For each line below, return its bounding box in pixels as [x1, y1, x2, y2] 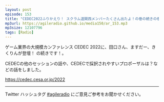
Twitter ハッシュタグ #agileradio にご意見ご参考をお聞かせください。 [5, 91, 143, 97]
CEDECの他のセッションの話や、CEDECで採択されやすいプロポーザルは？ [5, 61, 154, 66]
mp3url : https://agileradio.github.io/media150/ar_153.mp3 [5, 21, 128, 26]
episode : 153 [5, 12, 32, 17]
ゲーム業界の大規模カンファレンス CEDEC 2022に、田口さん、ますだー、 [5, 44, 152, 50]
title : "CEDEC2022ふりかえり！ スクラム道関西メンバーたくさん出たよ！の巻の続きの [5, 16, 157, 21]
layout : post [5, 7, 32, 12]
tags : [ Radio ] [5, 30, 34, 35]
